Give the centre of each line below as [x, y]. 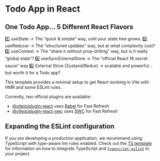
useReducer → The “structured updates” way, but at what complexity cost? [80, 46]
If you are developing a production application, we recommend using [74, 138]
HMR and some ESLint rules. [33, 87]
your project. [18, 153]
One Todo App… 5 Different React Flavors [69, 27]
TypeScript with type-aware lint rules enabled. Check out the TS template [79, 143]
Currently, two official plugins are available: [48, 97]
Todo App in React [43, 9]
